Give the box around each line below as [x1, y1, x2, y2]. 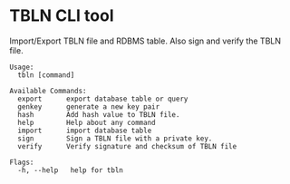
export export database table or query [17, 94, 188, 103]
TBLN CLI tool [9, 5, 114, 26]
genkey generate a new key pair [17, 102, 160, 111]
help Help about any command [17, 118, 156, 127]
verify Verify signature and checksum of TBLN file [17, 141, 237, 150]
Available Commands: [9, 86, 88, 95]
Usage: [9, 63, 34, 72]
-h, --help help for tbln [17, 165, 124, 175]
